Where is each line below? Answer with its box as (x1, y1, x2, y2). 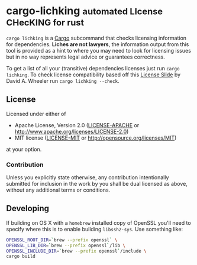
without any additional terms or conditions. (6, 186, 111, 193)
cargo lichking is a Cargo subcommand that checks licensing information (6, 34, 187, 41)
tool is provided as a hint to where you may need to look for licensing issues (6, 47, 191, 54)
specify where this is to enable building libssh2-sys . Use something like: (6, 225, 183, 232)
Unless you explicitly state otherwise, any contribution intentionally (6, 174, 169, 181)
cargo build (6, 253, 35, 260)
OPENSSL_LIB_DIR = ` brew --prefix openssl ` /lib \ (6, 243, 126, 248)
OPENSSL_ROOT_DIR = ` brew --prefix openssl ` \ (6, 237, 118, 243)
